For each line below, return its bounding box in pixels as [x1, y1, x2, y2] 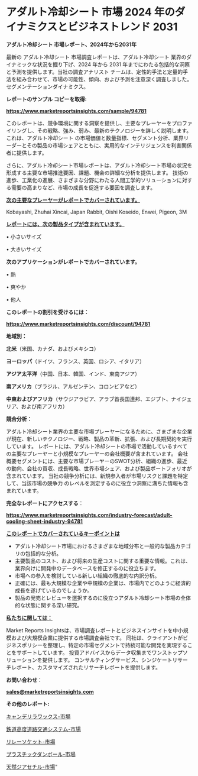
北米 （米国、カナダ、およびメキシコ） [6, 345, 99, 352]
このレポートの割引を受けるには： [6, 308, 89, 315]
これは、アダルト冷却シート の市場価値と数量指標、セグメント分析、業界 [6, 134, 184, 141]
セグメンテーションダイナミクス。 [6, 83, 89, 90]
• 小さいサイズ [6, 233, 42, 240]
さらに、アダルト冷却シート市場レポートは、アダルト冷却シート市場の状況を [6, 161, 193, 169]
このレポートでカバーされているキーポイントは [6, 530, 120, 537]
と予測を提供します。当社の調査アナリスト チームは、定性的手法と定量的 [6, 68, 183, 75]
